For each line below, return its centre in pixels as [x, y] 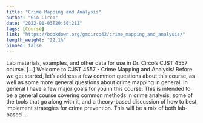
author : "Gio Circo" [32, 18]
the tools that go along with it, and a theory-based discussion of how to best [101, 101]
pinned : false [24, 46]
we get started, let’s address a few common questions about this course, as [101, 76]
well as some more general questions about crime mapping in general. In [97, 82]
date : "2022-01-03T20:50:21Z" [45, 23]
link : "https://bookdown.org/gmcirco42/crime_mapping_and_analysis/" [96, 35]
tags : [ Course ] [25, 29]
